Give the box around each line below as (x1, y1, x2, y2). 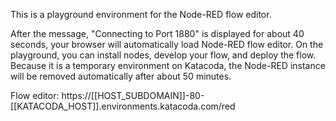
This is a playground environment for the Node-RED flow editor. (10, 9, 272, 20)
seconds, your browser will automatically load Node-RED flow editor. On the (10, 39, 324, 50)
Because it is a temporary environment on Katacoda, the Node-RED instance (10, 60, 326, 71)
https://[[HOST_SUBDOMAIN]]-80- (61, 90, 205, 101)
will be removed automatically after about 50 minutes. (10, 70, 232, 82)
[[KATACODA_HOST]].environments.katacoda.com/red (10, 100, 236, 112)
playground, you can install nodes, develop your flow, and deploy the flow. (10, 49, 317, 61)
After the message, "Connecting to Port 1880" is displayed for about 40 (10, 28, 305, 39)
